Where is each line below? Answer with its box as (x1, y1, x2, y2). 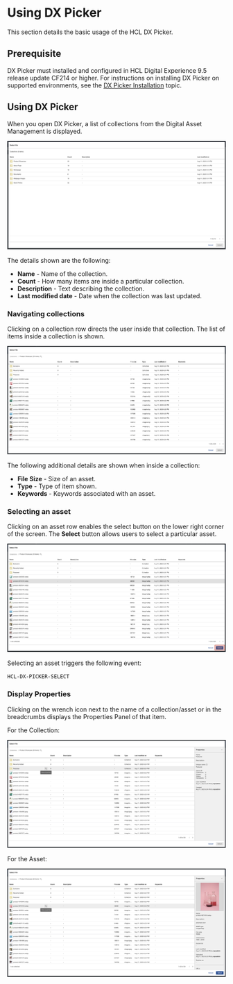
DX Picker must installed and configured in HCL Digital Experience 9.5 (7, 66, 207, 74)
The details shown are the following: (7, 256, 111, 264)
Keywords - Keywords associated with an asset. (17, 489, 156, 497)
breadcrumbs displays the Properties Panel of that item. (7, 712, 166, 720)
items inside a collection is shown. (7, 331, 105, 340)
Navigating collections (7, 309, 85, 318)
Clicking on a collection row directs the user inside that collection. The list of (7, 325, 225, 333)
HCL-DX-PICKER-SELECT (7, 673, 70, 680)
